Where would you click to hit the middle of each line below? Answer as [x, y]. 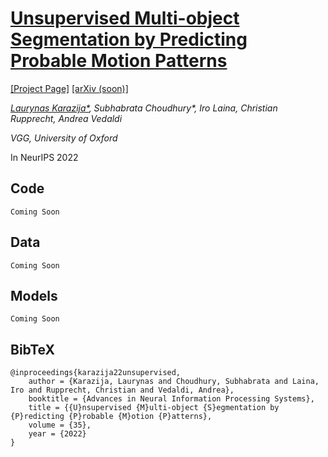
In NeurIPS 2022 [44, 157]
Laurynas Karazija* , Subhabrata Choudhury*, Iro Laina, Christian [144, 108]
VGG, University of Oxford [64, 138]
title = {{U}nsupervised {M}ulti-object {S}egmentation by [154, 408]
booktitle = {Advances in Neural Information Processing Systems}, [171, 399]
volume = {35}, [60, 425]
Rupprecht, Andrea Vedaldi [66, 118]
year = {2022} [57, 434]
